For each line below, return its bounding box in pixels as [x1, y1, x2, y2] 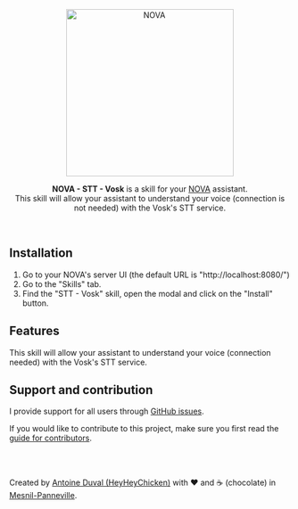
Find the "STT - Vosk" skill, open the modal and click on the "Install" [21, 288, 274, 299]
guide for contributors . [9, 432, 92, 444]
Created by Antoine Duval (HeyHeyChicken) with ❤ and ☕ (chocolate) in [9, 477, 277, 488]
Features [9, 324, 60, 339]
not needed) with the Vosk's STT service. [73, 202, 227, 213]
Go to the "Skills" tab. [21, 278, 102, 289]
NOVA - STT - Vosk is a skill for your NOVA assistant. [52, 184, 248, 194]
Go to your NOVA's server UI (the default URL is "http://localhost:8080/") [21, 269, 290, 280]
